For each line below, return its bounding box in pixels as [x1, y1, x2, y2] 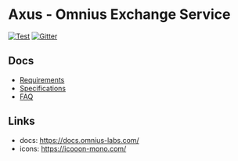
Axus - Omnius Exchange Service [8, 5, 231, 24]
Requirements [19, 75, 65, 84]
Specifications [19, 83, 67, 93]
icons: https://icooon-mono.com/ [19, 144, 127, 153]
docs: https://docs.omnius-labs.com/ [19, 135, 139, 145]
